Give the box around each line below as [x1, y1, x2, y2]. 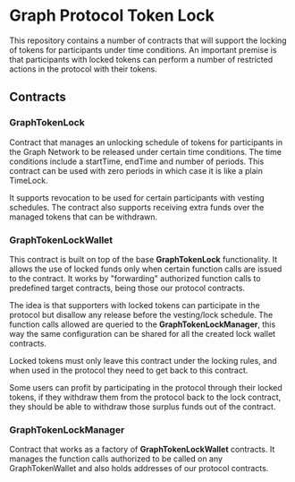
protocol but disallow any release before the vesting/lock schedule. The [9, 309, 274, 320]
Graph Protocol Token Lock [9, 5, 215, 26]
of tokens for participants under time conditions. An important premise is [9, 44, 277, 55]
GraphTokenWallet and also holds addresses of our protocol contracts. [9, 463, 269, 474]
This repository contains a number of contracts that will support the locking [9, 35, 288, 46]
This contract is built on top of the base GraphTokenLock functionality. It [9, 254, 278, 264]
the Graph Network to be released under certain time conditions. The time [9, 146, 282, 157]
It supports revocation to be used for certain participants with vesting [9, 192, 265, 202]
